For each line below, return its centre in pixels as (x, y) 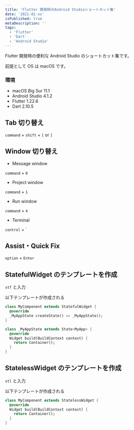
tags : (10, 28)
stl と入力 (15, 381)
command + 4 (17, 210)
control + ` (16, 229)
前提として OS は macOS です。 (37, 66)
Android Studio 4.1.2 (32, 96)
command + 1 (17, 192)
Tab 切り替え (24, 123)
